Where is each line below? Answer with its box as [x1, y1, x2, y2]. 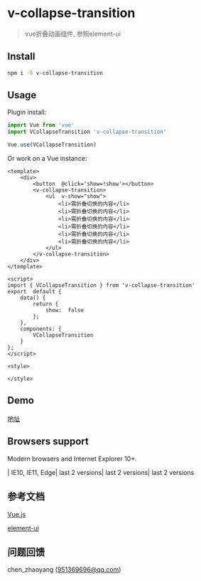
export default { [7, 288, 62, 295]
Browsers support [7, 436, 89, 448]
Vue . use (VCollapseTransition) [7, 141, 97, 149]
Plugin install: [7, 108, 47, 117]
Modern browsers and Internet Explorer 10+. [7, 454, 137, 463]
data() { [20, 294, 46, 302]
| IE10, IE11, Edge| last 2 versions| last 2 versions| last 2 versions [7, 468, 195, 476]
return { [33, 300, 59, 308]
